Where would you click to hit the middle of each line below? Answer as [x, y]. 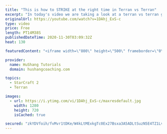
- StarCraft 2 [24, 83]
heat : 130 [15, 42]
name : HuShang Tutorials [35, 65]
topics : [13, 78]
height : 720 [26, 110]
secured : [14, 124]
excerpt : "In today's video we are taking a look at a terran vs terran [82, 14]
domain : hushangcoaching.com [40, 69]
